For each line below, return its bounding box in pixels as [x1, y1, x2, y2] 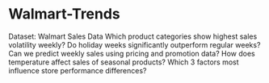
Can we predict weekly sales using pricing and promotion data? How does [8, 48, 256, 58]
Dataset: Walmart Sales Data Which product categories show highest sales [8, 31, 258, 41]
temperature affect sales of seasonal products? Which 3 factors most [8, 57, 240, 67]
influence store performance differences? [8, 65, 147, 75]
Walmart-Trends [8, 5, 121, 23]
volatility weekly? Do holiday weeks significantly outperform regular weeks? [8, 39, 261, 49]
